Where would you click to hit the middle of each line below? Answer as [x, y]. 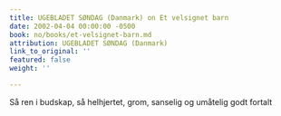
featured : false [40, 60]
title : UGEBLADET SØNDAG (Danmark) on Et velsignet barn [119, 18]
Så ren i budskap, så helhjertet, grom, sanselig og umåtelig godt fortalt [141, 101]
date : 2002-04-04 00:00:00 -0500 [73, 26]
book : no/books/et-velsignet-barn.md [81, 34]
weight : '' [30, 69]
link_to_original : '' [50, 52]
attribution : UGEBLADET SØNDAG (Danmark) [89, 43]
